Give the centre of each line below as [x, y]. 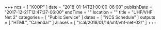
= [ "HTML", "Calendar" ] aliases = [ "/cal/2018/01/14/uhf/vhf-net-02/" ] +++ [80, 22]
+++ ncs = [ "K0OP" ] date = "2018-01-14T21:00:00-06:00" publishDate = [78, 7]
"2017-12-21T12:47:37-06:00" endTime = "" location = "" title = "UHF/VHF [79, 12]
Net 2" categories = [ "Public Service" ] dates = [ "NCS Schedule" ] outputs [80, 17]
